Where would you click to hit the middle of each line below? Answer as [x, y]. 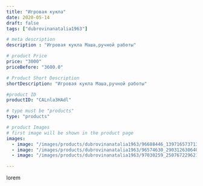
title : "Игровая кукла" [36, 12]
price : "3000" [24, 61]
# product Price [27, 56]
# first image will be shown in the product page [70, 133]
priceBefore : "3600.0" [35, 67]
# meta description [31, 40]
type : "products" [28, 117]
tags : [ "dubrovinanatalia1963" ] [47, 29]
